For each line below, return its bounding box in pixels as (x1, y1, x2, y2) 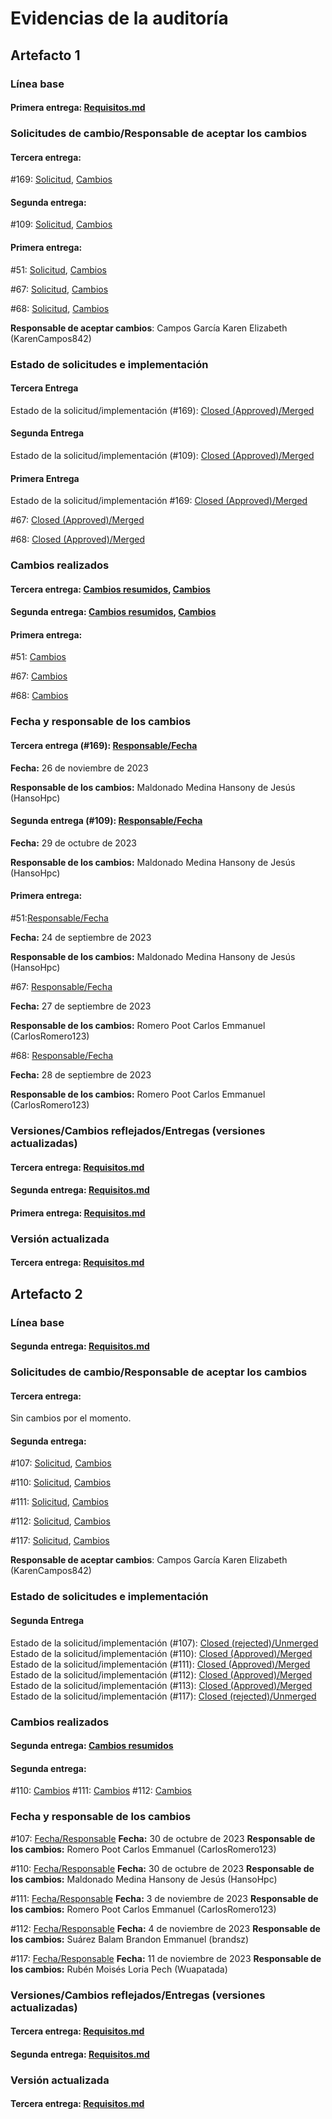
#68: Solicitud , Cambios (10, 302, 110, 314)
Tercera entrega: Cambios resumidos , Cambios (10, 583, 211, 595)
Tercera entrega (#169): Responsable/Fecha (10, 739, 198, 751)
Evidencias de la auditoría (10, 7, 229, 30)
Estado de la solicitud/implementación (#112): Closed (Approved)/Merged (10, 1668, 313, 1681)
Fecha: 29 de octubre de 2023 (10, 837, 137, 849)
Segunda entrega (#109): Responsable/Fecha (10, 815, 203, 827)
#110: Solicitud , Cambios (10, 1477, 112, 1489)
